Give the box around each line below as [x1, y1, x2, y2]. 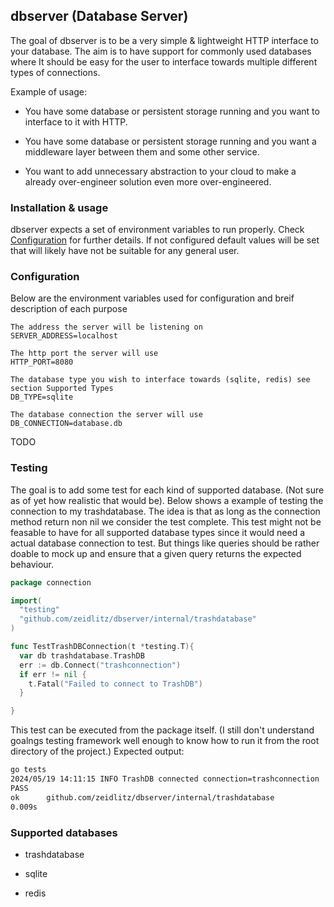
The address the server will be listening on [10, 322, 203, 333]
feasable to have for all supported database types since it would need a [10, 526, 306, 538]
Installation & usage [10, 200, 109, 214]
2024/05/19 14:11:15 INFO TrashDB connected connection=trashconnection [10, 774, 320, 784]
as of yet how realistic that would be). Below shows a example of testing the [10, 494, 324, 506]
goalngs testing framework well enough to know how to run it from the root [10, 735, 320, 747]
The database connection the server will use [10, 410, 203, 420]
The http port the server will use [10, 349, 159, 359]
